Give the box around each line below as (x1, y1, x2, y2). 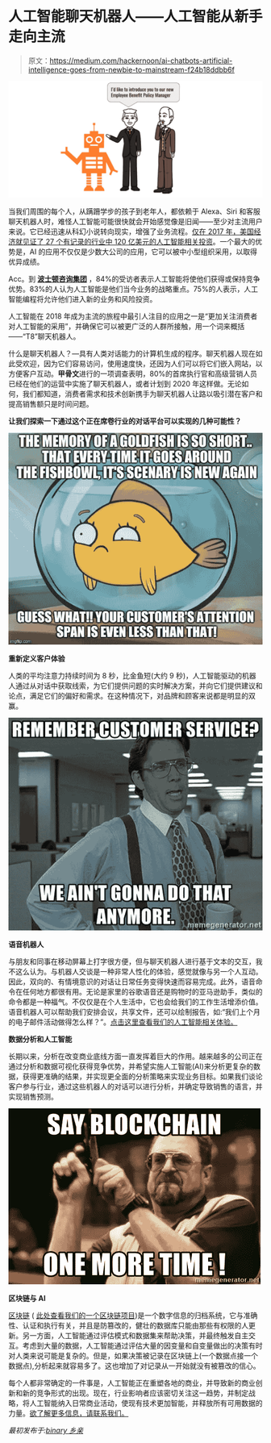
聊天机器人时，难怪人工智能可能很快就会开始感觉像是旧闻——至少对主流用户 (8, 216, 263, 226)
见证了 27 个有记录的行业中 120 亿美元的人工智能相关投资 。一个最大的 (22, 236, 256, 246)
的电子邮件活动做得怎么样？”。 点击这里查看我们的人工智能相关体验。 (8, 1017, 238, 1027)
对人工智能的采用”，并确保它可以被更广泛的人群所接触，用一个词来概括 (8, 321, 245, 331)
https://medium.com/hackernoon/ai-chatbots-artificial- (49, 56, 233, 65)
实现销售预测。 (8, 1092, 58, 1102)
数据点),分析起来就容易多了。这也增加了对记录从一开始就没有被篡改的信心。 (8, 1361, 261, 1371)
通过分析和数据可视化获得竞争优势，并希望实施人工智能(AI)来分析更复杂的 (8, 1061, 254, 1071)
